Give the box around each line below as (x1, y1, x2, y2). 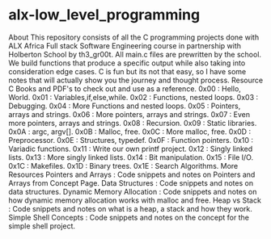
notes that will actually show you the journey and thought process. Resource (8, 75, 264, 85)
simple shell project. (8, 220, 75, 231)
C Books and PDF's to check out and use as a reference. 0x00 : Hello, (8, 83, 241, 94)
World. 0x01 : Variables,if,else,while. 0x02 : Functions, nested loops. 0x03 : (8, 92, 259, 102)
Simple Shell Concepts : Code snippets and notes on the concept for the (8, 212, 249, 222)
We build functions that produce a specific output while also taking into (8, 58, 246, 68)
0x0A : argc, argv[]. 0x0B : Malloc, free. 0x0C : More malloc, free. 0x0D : (8, 127, 252, 136)
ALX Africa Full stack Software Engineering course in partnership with (8, 40, 241, 50)
